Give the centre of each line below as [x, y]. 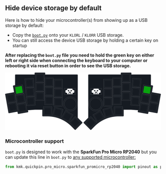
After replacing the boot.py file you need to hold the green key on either [80, 55]
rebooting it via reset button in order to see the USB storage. [68, 65]
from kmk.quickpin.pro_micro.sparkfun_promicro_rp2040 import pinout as [82, 167]
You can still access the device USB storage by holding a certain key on [85, 40]
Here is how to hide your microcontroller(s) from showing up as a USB [76, 20]
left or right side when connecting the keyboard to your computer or [76, 60]
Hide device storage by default [54, 8]
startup [20, 45]
